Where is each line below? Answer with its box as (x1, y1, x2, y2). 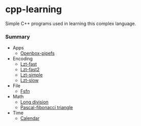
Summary (5, 33, 31, 40)
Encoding (12, 56, 33, 62)
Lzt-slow (20, 78, 39, 84)
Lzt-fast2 (20, 66, 40, 72)
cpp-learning (5, 4, 62, 15)
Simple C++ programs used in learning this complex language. (5, 20, 136, 27)
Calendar (20, 115, 40, 121)
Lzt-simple (20, 72, 43, 78)
